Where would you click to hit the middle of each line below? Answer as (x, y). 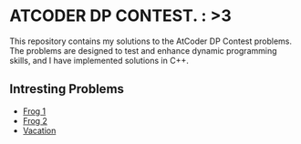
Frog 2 (35, 120)
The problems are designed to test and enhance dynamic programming (143, 50)
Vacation (39, 130)
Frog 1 (34, 111)
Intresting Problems (67, 89)
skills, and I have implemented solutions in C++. (99, 60)
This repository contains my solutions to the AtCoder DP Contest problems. (151, 41)
